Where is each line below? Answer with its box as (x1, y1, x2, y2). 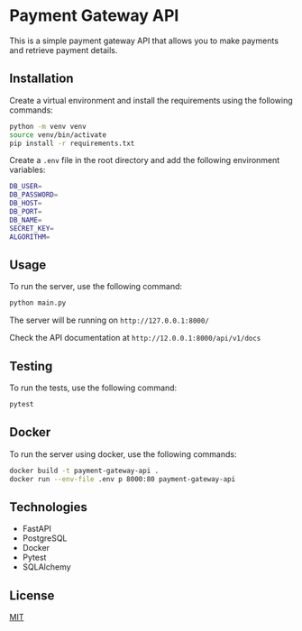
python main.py (9, 298, 67, 307)
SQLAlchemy (22, 562, 71, 572)
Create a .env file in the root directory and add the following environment (9, 155, 280, 166)
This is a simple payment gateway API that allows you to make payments (9, 35, 279, 46)
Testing (9, 358, 53, 374)
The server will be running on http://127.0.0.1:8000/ (9, 315, 210, 325)
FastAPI (22, 524, 51, 535)
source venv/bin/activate (9, 130, 106, 140)
